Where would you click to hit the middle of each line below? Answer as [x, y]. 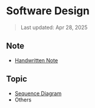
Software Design [48, 11]
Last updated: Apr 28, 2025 [54, 27]
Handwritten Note [36, 60]
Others [23, 100]
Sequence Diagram [38, 93]
